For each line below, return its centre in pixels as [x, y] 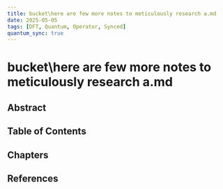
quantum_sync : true [36, 33]
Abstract [27, 107]
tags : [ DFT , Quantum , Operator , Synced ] [67, 26]
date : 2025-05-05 [32, 20]
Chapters [28, 155]
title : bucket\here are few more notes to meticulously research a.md [112, 14]
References [33, 179]
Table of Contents [47, 132]
